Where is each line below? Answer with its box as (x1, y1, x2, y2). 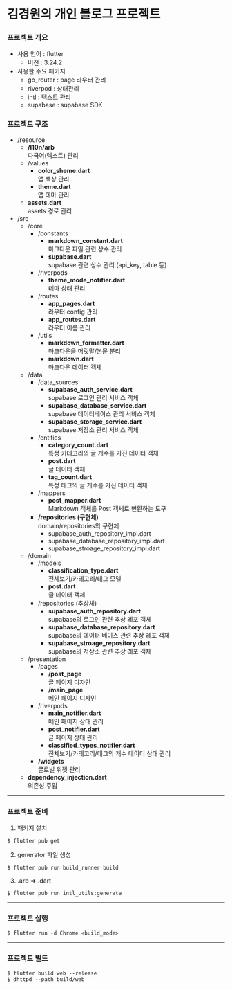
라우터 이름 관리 (48, 323, 91, 332)
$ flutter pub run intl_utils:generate (7, 890, 122, 897)
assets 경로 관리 (27, 206, 72, 215)
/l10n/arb (27, 143, 55, 151)
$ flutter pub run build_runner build (7, 865, 119, 872)
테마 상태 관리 (48, 284, 86, 292)
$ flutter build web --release (7, 970, 97, 977)
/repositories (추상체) (37, 599, 97, 607)
